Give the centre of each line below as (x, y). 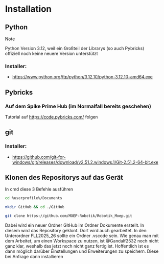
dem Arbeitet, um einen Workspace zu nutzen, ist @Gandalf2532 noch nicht (82, 241)
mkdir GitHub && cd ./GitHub (35, 207)
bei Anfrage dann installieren (34, 257)
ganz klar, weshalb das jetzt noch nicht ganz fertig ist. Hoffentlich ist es (77, 246)
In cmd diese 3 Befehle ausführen (39, 189)
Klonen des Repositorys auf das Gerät (64, 178)
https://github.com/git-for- (39, 157)
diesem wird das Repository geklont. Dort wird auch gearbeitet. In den (76, 231)
